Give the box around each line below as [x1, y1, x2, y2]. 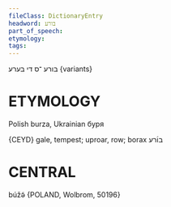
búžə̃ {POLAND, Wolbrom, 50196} [8, 190, 121, 199]
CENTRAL [8, 163, 76, 182]
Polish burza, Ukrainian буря [8, 119, 105, 129]
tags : [8, 42, 27, 50]
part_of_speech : [8, 27, 63, 35]
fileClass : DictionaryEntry [8, 11, 104, 20]
